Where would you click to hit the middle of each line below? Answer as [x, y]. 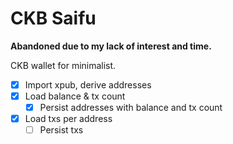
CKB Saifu [53, 18]
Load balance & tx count [75, 96]
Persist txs [61, 130]
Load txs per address [68, 119]
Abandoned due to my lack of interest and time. [111, 46]
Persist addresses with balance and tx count [131, 108]
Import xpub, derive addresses [88, 84]
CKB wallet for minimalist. [63, 65]
